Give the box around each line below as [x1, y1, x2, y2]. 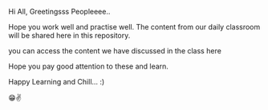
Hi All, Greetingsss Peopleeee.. [8, 7, 111, 16]
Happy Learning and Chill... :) [8, 77, 105, 86]
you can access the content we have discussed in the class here [8, 46, 222, 55]
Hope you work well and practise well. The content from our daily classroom [8, 22, 261, 31]
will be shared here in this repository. [8, 31, 131, 40]
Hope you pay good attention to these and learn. [8, 61, 169, 71]
